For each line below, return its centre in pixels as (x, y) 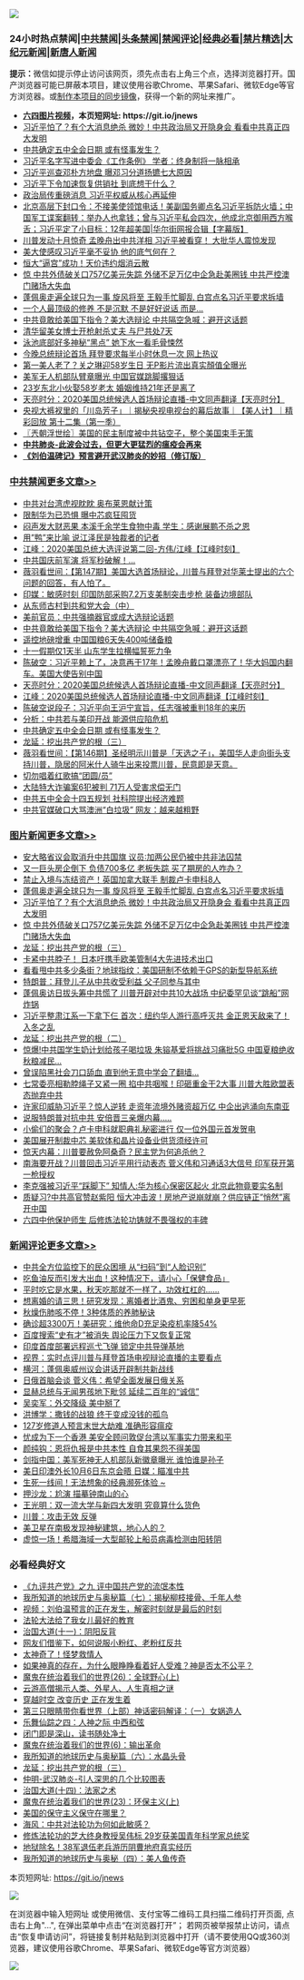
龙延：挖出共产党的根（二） (74, 1038)
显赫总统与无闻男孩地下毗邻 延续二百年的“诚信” (111, 1392)
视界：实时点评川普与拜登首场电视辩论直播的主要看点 (122, 1358)
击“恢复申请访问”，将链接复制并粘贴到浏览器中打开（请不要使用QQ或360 (146, 1936)
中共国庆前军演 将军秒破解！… (79, 560)
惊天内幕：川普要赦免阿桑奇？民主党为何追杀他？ (114, 1152)
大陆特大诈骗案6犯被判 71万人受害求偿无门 (102, 787)
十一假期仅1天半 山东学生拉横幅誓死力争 (97, 651)
